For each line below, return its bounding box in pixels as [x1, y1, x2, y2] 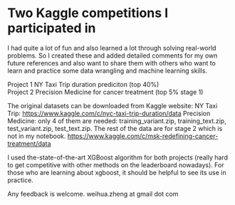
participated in [7, 20, 96, 36]
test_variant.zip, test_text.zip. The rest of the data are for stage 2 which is [7, 124, 223, 132]
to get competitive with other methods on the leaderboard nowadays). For [7, 160, 224, 169]
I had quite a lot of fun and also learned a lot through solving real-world [7, 43, 216, 52]
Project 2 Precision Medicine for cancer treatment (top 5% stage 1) [7, 88, 204, 96]
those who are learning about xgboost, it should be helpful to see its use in [7, 168, 226, 177]
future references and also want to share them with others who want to [7, 58, 216, 67]
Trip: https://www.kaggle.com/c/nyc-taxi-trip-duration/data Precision [7, 109, 211, 117]
